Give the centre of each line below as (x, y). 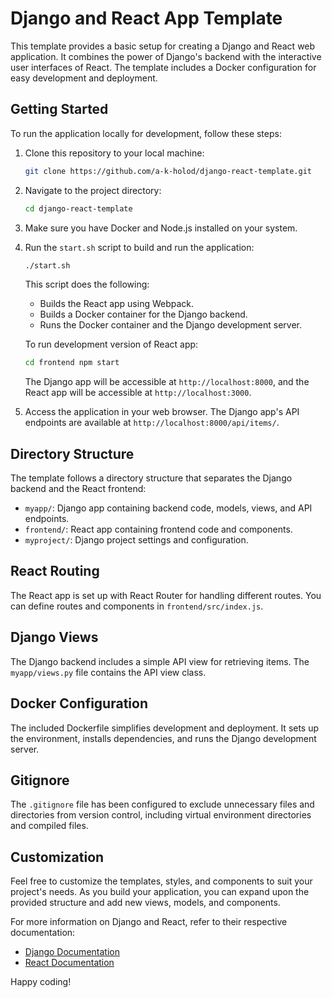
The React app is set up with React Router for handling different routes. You (166, 595)
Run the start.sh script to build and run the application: (139, 247)
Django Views (54, 637)
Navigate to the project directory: (93, 190)
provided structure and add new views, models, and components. (145, 903)
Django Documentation (72, 952)
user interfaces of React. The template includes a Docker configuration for (163, 67)
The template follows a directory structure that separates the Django (151, 478)
